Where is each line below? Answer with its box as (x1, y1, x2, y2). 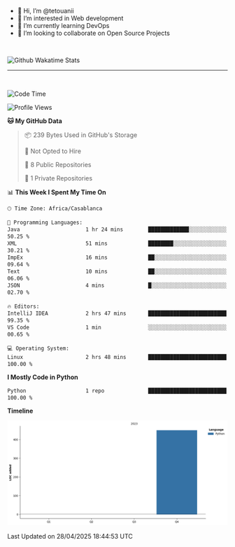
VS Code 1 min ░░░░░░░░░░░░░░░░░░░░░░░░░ (7, 324, 227, 331)
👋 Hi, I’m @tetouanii (17, 7, 75, 15)
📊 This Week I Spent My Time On (7, 188, 106, 196)
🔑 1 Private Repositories (24, 174, 93, 182)
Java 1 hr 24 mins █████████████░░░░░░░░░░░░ (7, 226, 227, 233)
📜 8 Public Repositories (24, 161, 92, 169)
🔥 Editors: (7, 303, 40, 310)
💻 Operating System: (7, 345, 70, 352)
